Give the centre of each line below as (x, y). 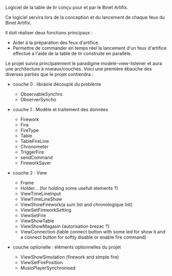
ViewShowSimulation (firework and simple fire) (70, 257)
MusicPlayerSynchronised (48, 268)
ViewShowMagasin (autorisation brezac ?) (65, 226)
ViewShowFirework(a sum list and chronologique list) (77, 205)
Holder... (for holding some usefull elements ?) (69, 188)
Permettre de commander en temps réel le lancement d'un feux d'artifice (90, 48)
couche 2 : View (30, 173)
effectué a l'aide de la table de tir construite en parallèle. (72, 54)
